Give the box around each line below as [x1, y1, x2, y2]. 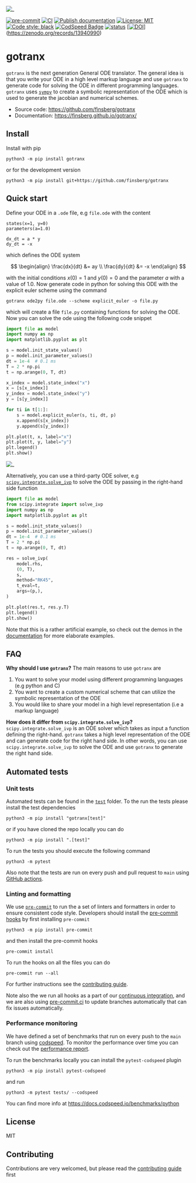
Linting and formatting [6, 890, 71, 898]
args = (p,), [16, 588, 43, 594]
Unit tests [6, 784, 35, 792]
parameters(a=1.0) [6, 226, 51, 231]
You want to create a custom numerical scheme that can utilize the [14, 688, 176, 695]
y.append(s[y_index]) [16, 423, 69, 429]
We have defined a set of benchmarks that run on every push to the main [6, 1033, 181, 1040]
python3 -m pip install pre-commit [6, 927, 93, 933]
